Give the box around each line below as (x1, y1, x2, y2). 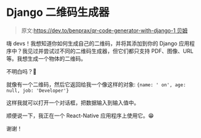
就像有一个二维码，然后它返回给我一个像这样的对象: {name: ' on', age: (6, 80, 186, 88)
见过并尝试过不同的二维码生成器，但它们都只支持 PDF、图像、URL (27, 47, 194, 55)
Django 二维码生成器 (6, 5, 109, 19)
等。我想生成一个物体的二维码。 (6, 55, 86, 62)
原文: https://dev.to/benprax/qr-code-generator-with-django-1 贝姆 (21, 27, 188, 34)
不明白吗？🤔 (6, 67, 37, 75)
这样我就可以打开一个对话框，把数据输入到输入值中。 (6, 98, 140, 106)
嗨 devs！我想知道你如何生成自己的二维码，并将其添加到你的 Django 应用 (6, 40, 190, 47)
